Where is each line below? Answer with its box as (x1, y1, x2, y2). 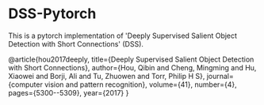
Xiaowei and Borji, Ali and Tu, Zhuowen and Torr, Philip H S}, (8, 71, 205, 81)
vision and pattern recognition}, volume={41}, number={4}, (44, 80, 238, 89)
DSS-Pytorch (8, 5, 97, 23)
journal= (206, 71, 234, 81)
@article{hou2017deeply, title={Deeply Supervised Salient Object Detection (8, 54, 254, 64)
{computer (8, 80, 44, 89)
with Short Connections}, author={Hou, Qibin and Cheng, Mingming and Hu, (8, 62, 257, 72)
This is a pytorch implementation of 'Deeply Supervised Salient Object (8, 31, 238, 40)
